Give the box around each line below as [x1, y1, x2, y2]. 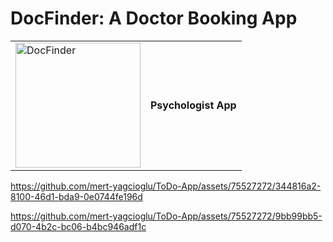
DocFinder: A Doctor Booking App [10, 7, 298, 30]
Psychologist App [150, 98, 237, 112]
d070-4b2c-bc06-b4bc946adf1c [10, 220, 147, 232]
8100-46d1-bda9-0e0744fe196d [10, 190, 143, 202]
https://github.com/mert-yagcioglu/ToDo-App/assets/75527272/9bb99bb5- [10, 210, 323, 222]
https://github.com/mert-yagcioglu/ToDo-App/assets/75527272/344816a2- [10, 180, 322, 192]
